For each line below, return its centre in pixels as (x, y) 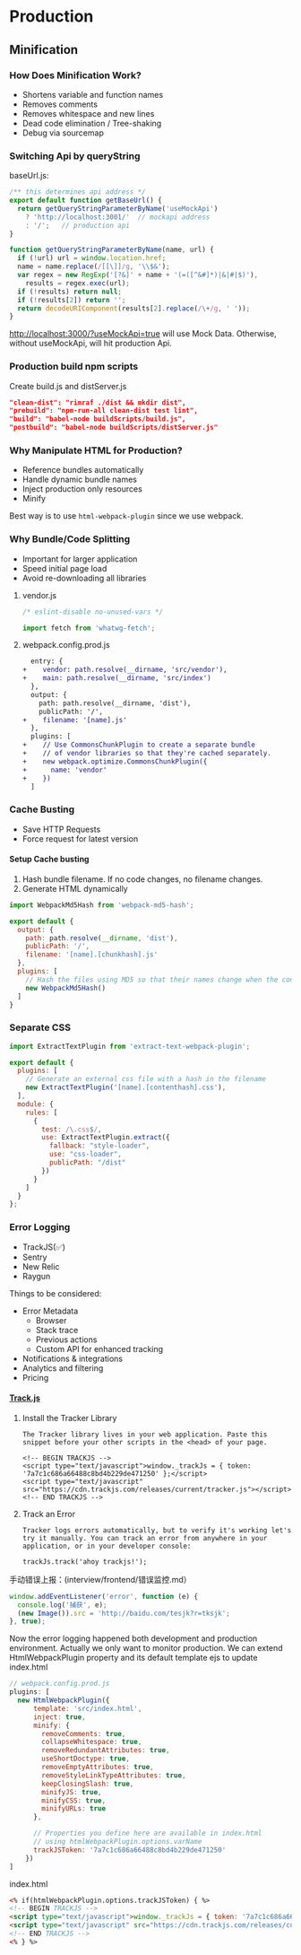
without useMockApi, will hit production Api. (90, 344)
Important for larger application (80, 559)
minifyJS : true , (72, 1792)
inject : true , (60, 1717)
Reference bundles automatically (83, 470)
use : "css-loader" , (86, 1155)
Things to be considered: (56, 1293)
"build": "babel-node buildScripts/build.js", (98, 419)
